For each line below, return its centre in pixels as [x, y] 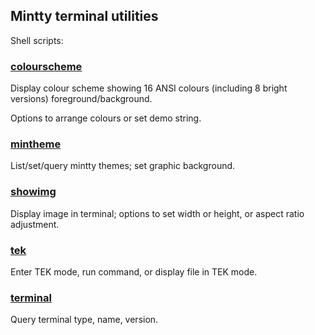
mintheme [36, 144]
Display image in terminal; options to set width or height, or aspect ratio [157, 213]
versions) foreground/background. [81, 99]
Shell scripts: [37, 40]
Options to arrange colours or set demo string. [106, 118]
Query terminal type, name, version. [84, 320]
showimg [33, 192]
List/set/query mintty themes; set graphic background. [123, 166]
